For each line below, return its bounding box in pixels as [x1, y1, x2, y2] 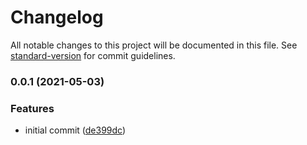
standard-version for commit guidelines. [10, 49, 176, 61]
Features [10, 101, 55, 115]
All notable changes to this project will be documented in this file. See [10, 39, 298, 51]
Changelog [10, 6, 104, 29]
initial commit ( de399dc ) [24, 124, 127, 136]
